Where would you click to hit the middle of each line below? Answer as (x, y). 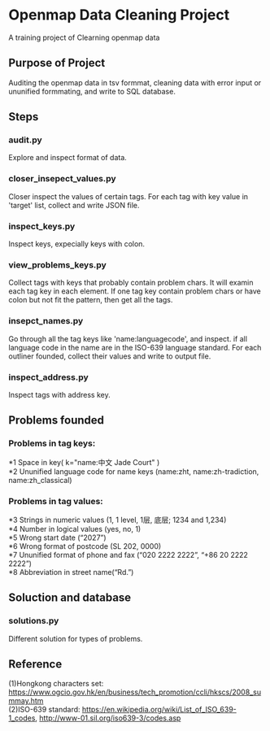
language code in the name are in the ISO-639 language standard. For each (135, 347)
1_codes (22, 718)
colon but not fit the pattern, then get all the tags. (91, 300)
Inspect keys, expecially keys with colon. (76, 244)
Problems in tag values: (56, 501)
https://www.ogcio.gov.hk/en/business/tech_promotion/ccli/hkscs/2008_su (135, 692)
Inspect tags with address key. (60, 394)
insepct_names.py (46, 321)
